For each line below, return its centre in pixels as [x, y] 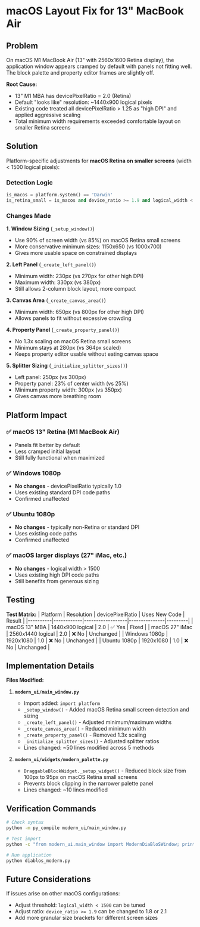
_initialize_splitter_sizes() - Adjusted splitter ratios [91, 741]
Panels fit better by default [47, 445]
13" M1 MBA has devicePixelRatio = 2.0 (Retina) [73, 96]
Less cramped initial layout [48, 451]
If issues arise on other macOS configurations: [63, 894]
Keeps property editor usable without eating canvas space [87, 354]
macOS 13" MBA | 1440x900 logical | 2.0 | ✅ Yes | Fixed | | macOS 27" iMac [99, 627]
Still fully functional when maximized [60, 457]
